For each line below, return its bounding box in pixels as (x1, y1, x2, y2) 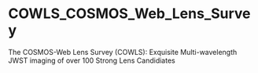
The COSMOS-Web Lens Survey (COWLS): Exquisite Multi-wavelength (8, 47, 238, 57)
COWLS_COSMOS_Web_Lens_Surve (8, 5, 251, 23)
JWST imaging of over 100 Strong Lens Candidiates (8, 56, 175, 65)
